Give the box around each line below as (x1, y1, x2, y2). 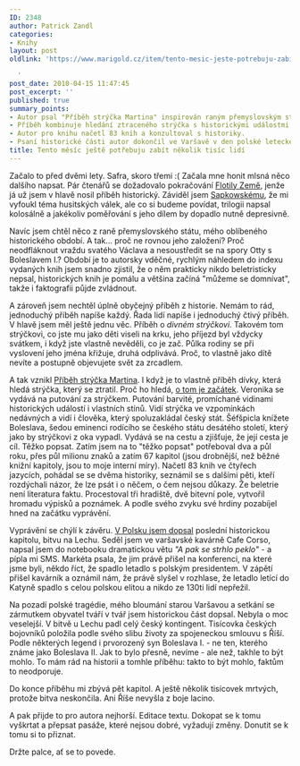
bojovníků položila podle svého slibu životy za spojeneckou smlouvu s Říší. (9, 627, 285, 638)
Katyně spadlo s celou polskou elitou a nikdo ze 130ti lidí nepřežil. (9, 582, 251, 592)
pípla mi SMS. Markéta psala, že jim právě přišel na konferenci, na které (9, 553, 272, 564)
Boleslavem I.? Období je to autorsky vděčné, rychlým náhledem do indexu (9, 254, 284, 265)
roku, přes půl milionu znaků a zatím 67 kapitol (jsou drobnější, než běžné (9, 450, 280, 461)
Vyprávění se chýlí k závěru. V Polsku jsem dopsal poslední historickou (9, 524, 271, 535)
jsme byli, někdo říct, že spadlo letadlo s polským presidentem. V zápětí (9, 563, 273, 574)
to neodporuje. (9, 666, 64, 677)
